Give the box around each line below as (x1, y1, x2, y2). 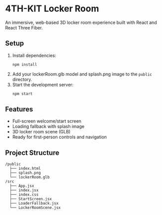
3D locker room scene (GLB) (12, 129, 71, 135)
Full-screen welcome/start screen (12, 118, 82, 124)
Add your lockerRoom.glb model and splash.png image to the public (12, 71, 152, 77)
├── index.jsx (9, 188, 39, 193)
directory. (12, 76, 32, 82)
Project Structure (5, 148, 59, 157)
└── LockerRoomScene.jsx (9, 205, 61, 211)
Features (5, 105, 33, 113)
